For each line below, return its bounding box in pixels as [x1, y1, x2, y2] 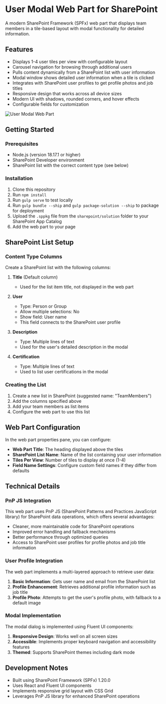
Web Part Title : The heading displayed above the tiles [12, 446, 123, 452]
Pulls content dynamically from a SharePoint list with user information [12, 69, 156, 75]
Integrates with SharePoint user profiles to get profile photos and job [12, 80, 154, 86]
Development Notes [5, 664, 68, 672]
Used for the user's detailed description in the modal [19, 344, 128, 350]
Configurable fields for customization [12, 101, 89, 107]
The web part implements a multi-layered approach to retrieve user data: [5, 569, 155, 575]
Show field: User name [19, 314, 67, 320]
